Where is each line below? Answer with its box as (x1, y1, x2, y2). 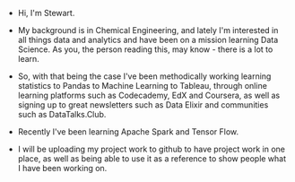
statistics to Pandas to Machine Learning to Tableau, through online (17, 81, 267, 91)
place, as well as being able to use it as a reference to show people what (17, 153, 287, 164)
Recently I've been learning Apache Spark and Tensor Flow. (17, 126, 239, 137)
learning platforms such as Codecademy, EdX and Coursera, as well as (17, 90, 281, 100)
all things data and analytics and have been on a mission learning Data (17, 35, 279, 45)
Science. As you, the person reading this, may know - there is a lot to (17, 44, 273, 55)
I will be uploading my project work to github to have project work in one (17, 143, 285, 154)
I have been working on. (17, 163, 108, 173)
